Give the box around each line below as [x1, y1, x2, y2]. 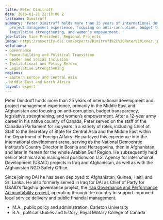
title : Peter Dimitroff [5, 7, 53, 12]
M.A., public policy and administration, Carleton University [12, 204, 129, 210]
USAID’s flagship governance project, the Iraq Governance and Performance [5, 184, 158, 190]
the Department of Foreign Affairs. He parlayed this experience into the [5, 133, 147, 139]
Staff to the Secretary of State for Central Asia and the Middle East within [5, 128, 151, 134]
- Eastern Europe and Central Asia [5, 75, 77, 80]
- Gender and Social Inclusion [5, 57, 68, 62]
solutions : [5, 43, 27, 48]
